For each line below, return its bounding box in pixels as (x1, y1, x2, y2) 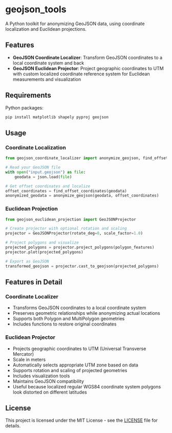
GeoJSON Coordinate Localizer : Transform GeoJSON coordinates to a (12, 54, 163, 60)
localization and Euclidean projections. (5, 26, 87, 32)
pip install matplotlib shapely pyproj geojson (5, 114, 109, 120)
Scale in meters (12, 356, 46, 362)
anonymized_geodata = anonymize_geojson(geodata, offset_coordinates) (5, 193, 159, 198)
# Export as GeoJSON (5, 258, 50, 264)
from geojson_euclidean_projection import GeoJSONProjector (5, 216, 137, 222)
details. (5, 423, 21, 429)
